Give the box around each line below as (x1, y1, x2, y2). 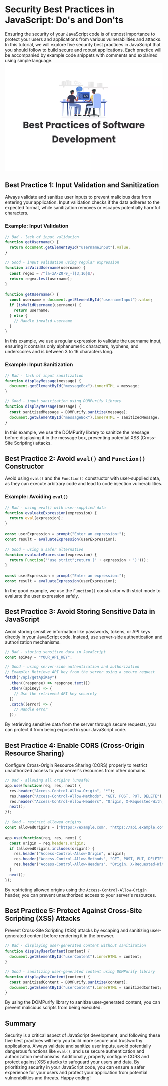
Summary (5, 1019, 36, 1027)
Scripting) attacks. (14, 440, 52, 446)
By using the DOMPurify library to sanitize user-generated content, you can (5, 999, 161, 1005)
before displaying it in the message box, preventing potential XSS (5, 434, 140, 440)
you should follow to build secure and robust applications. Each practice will (5, 47, 162, 53)
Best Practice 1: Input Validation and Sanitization (5, 181, 159, 189)
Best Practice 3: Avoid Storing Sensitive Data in (5, 607, 155, 616)
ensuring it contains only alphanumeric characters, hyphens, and (5, 343, 139, 349)
